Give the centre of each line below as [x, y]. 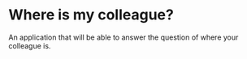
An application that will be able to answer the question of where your [123, 37]
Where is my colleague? [91, 15]
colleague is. [30, 45]
